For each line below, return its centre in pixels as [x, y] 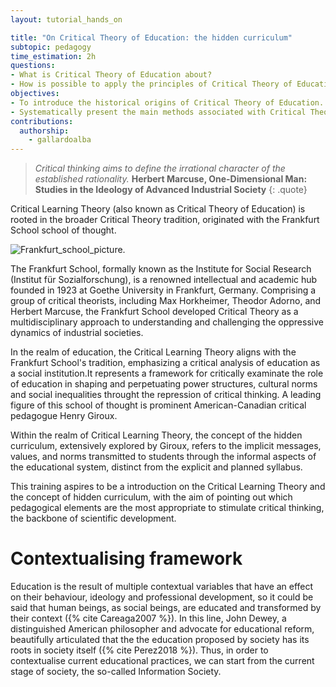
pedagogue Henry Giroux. [64, 416]
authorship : [44, 131]
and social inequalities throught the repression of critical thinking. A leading [166, 395]
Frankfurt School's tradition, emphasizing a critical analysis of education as [165, 363]
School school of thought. [63, 230]
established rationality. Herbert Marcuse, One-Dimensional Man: [171, 179]
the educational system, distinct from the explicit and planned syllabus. [156, 467]
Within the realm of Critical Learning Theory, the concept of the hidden [156, 435]
